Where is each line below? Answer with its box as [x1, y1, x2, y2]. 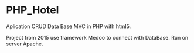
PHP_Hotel [6, 3, 59, 17]
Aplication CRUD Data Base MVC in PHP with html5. [6, 23, 131, 30]
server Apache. [6, 40, 43, 47]
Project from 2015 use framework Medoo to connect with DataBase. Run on [6, 34, 189, 41]
